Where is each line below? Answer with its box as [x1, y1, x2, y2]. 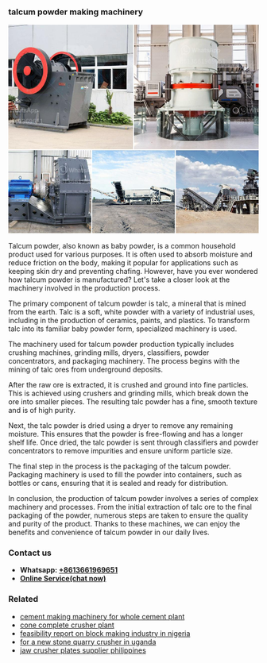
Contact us [8, 547, 52, 558]
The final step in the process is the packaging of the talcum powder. [8, 461, 231, 471]
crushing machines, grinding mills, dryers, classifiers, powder [8, 348, 210, 357]
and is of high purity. [8, 405, 76, 414]
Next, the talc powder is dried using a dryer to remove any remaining [8, 420, 233, 430]
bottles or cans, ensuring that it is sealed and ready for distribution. [8, 478, 229, 488]
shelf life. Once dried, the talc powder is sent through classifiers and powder [8, 438, 259, 447]
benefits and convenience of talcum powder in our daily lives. [8, 527, 210, 537]
